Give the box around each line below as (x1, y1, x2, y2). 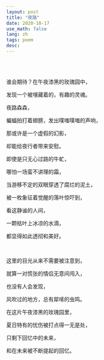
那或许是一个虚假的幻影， (6, 129, 70, 137)
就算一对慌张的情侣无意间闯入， (6, 270, 85, 277)
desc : (6, 43, 20, 49)
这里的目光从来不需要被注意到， (6, 257, 85, 264)
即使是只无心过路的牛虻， (6, 155, 70, 162)
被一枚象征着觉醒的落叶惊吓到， (6, 194, 85, 201)
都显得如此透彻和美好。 (6, 232, 64, 240)
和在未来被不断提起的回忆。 (6, 347, 75, 354)
